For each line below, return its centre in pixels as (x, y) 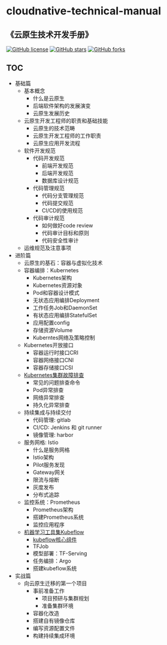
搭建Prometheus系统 (58, 517)
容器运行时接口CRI (56, 352)
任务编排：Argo (52, 561)
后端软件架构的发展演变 (62, 105)
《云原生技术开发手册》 (49, 34)
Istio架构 (43, 457)
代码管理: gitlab (51, 419)
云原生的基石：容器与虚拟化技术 (63, 263)
